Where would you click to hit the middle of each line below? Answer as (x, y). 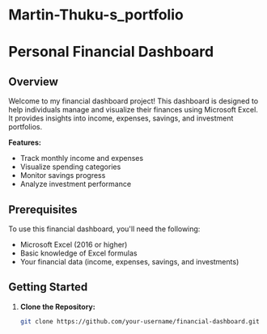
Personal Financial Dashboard (111, 52)
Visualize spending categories (70, 167)
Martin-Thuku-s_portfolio (96, 15)
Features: (25, 142)
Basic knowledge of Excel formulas (78, 253)
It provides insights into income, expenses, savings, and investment (121, 118)
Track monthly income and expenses (82, 159)
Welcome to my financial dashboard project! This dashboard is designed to (133, 101)
